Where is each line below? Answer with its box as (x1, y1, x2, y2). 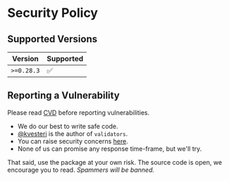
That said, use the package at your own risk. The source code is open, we (7, 158, 223, 166)
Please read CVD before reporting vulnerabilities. (7, 108, 150, 117)
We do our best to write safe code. (17, 122, 118, 130)
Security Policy (7, 5, 99, 21)
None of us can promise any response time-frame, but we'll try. (17, 144, 202, 153)
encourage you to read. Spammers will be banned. (7, 166, 155, 174)
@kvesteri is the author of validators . (17, 129, 128, 138)
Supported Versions (7, 33, 97, 45)
